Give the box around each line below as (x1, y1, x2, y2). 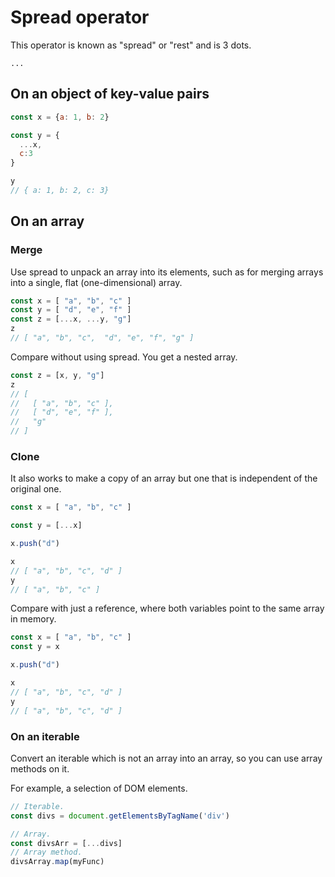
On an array (10, 213, 85, 230)
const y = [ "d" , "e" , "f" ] (10, 305, 132, 315)
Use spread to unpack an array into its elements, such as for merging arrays (10, 266, 324, 278)
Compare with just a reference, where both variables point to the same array (10, 602, 325, 615)
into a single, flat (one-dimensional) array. (10, 276, 183, 288)
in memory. (10, 613, 57, 625)
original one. (10, 483, 62, 495)
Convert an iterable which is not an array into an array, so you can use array (10, 752, 323, 764)
